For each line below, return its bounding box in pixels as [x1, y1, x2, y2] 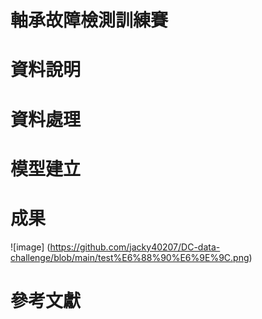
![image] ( [10, 241, 51, 253]
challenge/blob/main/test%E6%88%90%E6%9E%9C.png [10, 251, 250, 263]
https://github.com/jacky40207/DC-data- [49, 241, 221, 253]
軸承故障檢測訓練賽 [10, 9, 169, 32]
